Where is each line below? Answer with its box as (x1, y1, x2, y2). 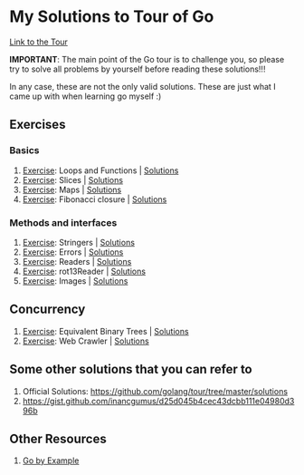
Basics (9, 144, 40, 157)
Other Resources (9, 431, 107, 446)
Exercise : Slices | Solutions (22, 174, 124, 185)
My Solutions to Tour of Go (9, 6, 214, 27)
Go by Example (22, 455, 80, 466)
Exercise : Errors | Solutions (22, 247, 124, 257)
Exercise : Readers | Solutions (22, 256, 132, 267)
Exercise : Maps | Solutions (22, 184, 122, 195)
